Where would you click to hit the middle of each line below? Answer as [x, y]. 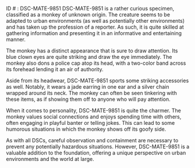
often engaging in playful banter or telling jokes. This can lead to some [91, 123]
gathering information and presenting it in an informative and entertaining [94, 33]
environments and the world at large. [50, 159]
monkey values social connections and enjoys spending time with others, [94, 117]
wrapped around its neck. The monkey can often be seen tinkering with [92, 93]
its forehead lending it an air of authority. [55, 69]
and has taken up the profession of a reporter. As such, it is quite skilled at [95, 27]
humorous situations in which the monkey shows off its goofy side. [86, 129]
